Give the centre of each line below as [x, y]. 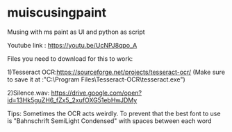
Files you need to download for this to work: [70, 58]
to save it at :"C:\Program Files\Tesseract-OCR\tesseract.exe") [96, 79]
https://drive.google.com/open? [97, 93]
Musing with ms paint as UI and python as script [76, 32]
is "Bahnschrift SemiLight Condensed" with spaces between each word [109, 121]
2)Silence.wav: [28, 93]
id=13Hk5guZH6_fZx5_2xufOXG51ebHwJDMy [72, 100]
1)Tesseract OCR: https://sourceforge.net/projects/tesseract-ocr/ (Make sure [116, 72]
